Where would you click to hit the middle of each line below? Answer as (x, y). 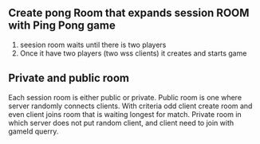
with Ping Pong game (62, 26)
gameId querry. (33, 131)
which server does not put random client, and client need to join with (121, 123)
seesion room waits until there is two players (93, 45)
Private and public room (69, 78)
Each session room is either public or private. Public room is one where (125, 97)
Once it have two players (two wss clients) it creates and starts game (133, 53)
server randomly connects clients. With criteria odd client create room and (130, 106)
